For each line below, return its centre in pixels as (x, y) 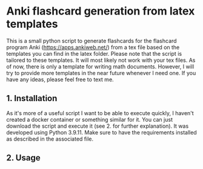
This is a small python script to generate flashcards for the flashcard (92, 41)
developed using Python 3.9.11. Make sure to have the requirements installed (101, 132)
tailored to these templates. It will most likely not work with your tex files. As (101, 60)
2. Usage (23, 158)
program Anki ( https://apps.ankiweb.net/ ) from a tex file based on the (93, 47)
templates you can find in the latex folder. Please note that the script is (94, 53)
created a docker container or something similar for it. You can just (89, 119)
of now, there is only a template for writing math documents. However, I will (100, 66)
